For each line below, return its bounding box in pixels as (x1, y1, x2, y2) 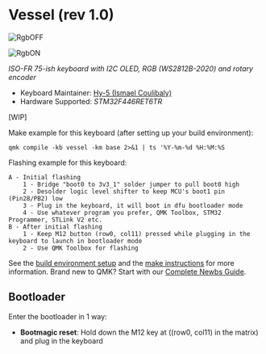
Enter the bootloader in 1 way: (8, 311, 107, 321)
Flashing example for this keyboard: (8, 158, 127, 167)
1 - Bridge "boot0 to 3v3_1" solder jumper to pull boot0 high (23, 180, 240, 188)
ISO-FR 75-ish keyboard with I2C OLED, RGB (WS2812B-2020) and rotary (8, 63, 254, 74)
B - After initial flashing (8, 222, 103, 231)
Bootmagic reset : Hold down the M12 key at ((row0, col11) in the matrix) (19, 327, 260, 337)
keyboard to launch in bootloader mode (8, 237, 143, 245)
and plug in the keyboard (19, 335, 103, 345)
